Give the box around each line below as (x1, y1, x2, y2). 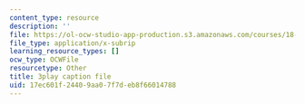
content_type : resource (9, 13, 100, 23)
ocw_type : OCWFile (9, 55, 79, 64)
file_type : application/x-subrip (9, 38, 136, 48)
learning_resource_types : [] (9, 47, 120, 56)
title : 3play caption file (9, 72, 112, 81)
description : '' (9, 22, 71, 31)
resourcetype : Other (9, 64, 88, 73)
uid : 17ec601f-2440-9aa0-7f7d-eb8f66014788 (9, 80, 177, 90)
